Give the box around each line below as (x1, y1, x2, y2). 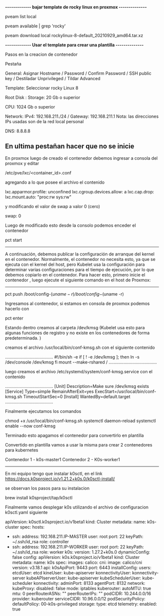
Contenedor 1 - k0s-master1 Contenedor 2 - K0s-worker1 (5, 456, 121, 462)
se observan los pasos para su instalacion (5, 485, 90, 491)
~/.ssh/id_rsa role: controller (12, 538, 69, 544)
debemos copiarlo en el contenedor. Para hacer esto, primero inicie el (5, 272, 145, 277)
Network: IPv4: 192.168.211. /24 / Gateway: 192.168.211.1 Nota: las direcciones (5, 113, 159, 119)
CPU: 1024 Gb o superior (5, 104, 55, 109)
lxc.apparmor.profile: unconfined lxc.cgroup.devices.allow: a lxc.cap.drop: (5, 189, 155, 194)
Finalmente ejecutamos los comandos (5, 408, 82, 414)
